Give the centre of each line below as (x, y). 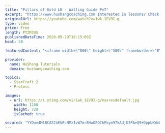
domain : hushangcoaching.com (39, 69)
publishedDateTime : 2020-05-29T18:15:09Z (48, 37)
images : (13, 96)
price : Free (17, 28)
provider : (15, 60)
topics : (13, 78)
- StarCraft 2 (24, 82)
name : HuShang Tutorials (35, 64)
